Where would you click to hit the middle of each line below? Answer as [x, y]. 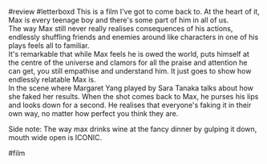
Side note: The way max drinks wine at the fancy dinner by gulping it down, [133, 129]
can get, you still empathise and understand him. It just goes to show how [130, 71]
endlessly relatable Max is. [52, 80]
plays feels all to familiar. [49, 46]
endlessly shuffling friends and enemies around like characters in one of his [133, 37]
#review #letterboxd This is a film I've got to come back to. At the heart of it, [134, 12]
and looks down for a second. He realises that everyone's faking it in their [130, 105]
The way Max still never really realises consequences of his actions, [121, 28]
